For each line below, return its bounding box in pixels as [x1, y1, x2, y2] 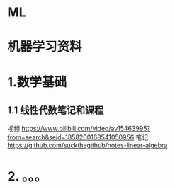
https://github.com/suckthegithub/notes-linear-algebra [7, 141, 168, 149]
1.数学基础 [7, 74, 67, 90]
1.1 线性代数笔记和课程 [7, 104, 104, 116]
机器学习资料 [7, 39, 83, 55]
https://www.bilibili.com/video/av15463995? [21, 125, 151, 133]
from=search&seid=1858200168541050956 [7, 133, 135, 142]
